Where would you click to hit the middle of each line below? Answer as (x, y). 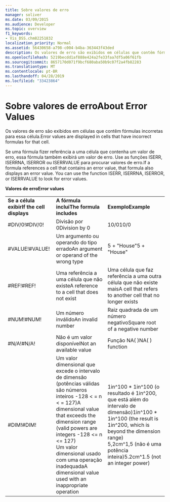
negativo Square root (132, 322)
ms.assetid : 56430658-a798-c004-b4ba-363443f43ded (60, 48)
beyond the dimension (134, 431)
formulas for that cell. (28, 142)
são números (71, 390)
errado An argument (79, 249)
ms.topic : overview (26, 29)
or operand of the (77, 255)
